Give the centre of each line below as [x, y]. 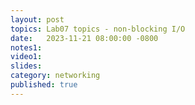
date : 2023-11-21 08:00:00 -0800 [84, 38]
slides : [26, 66]
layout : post [37, 19]
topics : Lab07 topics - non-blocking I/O [98, 29]
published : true [44, 85]
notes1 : [26, 47]
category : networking [55, 76]
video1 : [26, 57]
